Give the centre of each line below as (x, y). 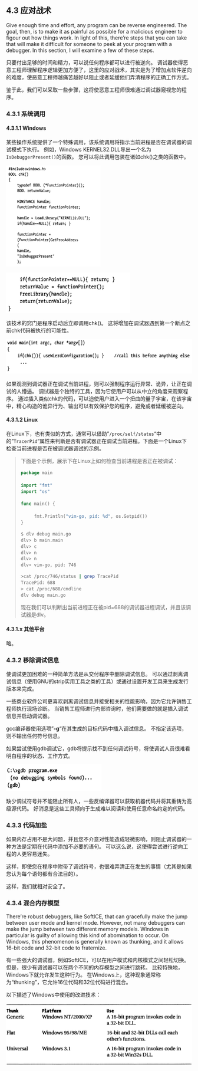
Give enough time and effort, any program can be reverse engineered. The (97, 25)
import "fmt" (37, 485)
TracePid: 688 (38, 583)
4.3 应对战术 (29, 11)
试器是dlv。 (34, 615)
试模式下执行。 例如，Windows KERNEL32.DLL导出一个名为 (79, 149)
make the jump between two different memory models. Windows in (88, 929)
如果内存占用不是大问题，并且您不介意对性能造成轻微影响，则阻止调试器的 (96, 839)
